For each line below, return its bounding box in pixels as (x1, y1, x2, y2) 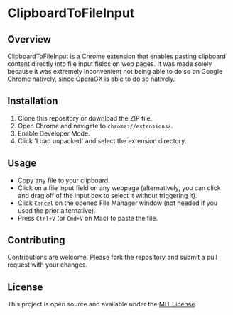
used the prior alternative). (17, 206, 96, 214)
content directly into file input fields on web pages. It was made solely (7, 60, 212, 68)
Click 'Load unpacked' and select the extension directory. (17, 136, 187, 145)
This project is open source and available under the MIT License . (7, 300, 197, 309)
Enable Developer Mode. (17, 129, 90, 138)
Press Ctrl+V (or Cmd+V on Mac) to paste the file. (17, 214, 158, 222)
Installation (7, 95, 58, 107)
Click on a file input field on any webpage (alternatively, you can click (17, 183, 222, 192)
